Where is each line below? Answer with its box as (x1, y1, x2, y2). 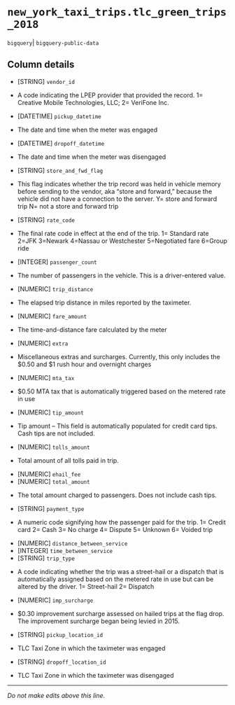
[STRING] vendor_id (17, 77, 76, 85)
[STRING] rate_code (17, 216, 76, 224)
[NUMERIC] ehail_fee (17, 470, 81, 478)
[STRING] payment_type (17, 504, 85, 512)
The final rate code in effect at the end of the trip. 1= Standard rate (17, 229, 209, 237)
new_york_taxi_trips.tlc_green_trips (7, 6, 227, 19)
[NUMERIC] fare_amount (17, 312, 87, 320)
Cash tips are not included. (17, 429, 96, 438)
